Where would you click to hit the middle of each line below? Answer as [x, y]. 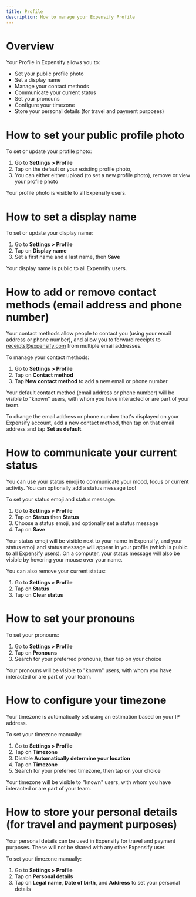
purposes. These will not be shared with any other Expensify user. [86, 847]
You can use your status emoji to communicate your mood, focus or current [97, 482]
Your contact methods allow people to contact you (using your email [89, 334]
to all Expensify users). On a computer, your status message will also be [93, 553]
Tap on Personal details [44, 876]
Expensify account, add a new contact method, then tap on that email [90, 423]
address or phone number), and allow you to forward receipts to [84, 340]
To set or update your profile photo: [49, 151]
